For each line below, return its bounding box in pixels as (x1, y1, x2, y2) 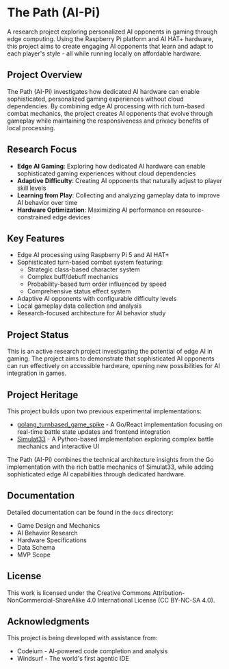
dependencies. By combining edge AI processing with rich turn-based (7, 101, 205, 110)
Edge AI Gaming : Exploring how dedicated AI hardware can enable (16, 162, 206, 170)
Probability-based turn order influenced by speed (27, 280, 167, 289)
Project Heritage (7, 389, 79, 400)
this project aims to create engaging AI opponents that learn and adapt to (7, 42, 213, 50)
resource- (176, 206, 204, 214)
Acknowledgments (7, 616, 90, 628)
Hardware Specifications (16, 536, 87, 544)
